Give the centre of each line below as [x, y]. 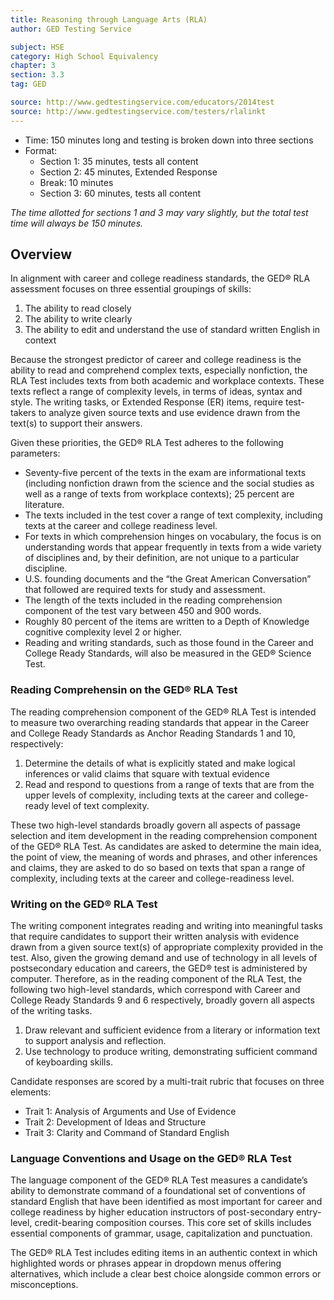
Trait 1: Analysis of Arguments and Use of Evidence [130, 1112]
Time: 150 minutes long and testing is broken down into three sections [169, 140]
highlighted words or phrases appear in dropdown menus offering [146, 1263]
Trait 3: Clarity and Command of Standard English [127, 1133]
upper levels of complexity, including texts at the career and [148, 795]
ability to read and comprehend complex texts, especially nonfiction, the [159, 370]
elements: [31, 1092]
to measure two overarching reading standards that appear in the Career [160, 722]
